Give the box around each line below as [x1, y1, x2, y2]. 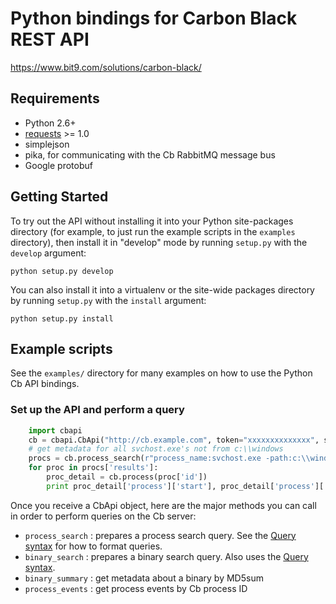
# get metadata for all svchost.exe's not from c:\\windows [28, 444, 284, 454]
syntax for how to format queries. [24, 540, 163, 552]
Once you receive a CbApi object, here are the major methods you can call [10, 499, 317, 511]
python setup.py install [10, 313, 114, 324]
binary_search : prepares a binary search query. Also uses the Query [24, 550, 309, 562]
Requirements [10, 90, 100, 107]
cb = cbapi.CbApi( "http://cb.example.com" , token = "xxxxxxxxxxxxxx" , [28, 435, 320, 445]
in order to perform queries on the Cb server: [10, 510, 197, 522]
